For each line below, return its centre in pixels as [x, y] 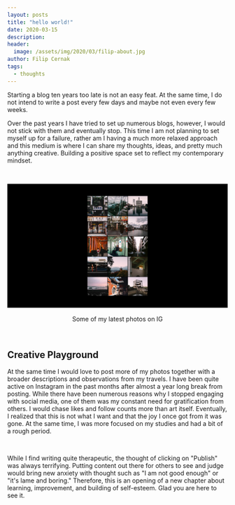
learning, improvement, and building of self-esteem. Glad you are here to [112, 487]
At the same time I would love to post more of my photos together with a [111, 371]
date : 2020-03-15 [33, 29]
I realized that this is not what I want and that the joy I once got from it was [115, 416]
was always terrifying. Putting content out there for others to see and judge [115, 465]
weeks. [17, 109]
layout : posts [28, 15]
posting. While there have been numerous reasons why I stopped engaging [115, 394]
